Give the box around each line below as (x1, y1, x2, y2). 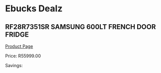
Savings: (5, 63, 23, 68)
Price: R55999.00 (5, 53, 41, 59)
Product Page (5, 43, 33, 49)
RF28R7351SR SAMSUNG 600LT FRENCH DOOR (5, 23, 156, 31)
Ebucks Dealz (5, 3, 63, 14)
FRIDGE (5, 30, 29, 38)
